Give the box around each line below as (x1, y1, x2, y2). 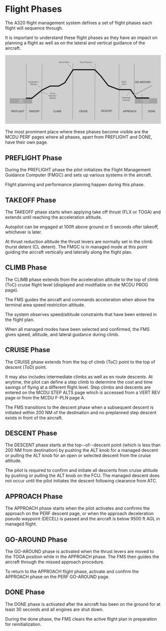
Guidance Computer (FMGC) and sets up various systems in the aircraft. (5, 172, 152, 178)
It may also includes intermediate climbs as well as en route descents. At (5, 374, 153, 380)
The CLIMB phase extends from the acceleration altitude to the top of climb (5, 276, 159, 282)
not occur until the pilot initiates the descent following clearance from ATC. (5, 478, 157, 484)
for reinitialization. (5, 621, 42, 627)
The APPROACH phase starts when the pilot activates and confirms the (5, 505, 150, 512)
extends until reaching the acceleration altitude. (5, 214, 102, 220)
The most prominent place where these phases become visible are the (5, 129, 149, 135)
